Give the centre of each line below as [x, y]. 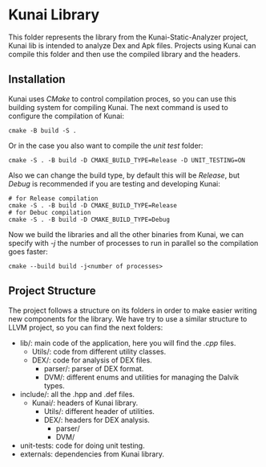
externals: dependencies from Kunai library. [92, 454]
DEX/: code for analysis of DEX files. [92, 360]
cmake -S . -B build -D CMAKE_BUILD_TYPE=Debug [89, 219]
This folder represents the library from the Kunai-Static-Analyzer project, [128, 37]
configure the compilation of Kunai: [66, 116]
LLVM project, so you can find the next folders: [86, 327]
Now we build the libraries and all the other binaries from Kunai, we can [126, 234]
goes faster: [28, 252]
